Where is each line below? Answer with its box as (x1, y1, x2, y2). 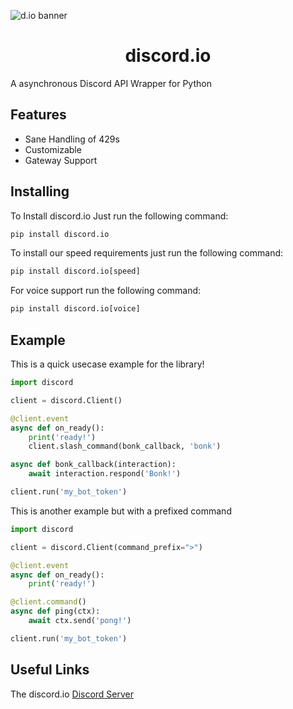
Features (10, 106, 67, 124)
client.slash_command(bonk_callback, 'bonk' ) (28, 441, 222, 452)
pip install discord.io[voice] (10, 304, 141, 314)
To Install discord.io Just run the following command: (10, 210, 229, 222)
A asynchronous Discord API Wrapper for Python (10, 77, 212, 89)
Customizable (24, 143, 82, 155)
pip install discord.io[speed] (10, 266, 141, 277)
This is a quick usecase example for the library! (10, 358, 205, 370)
